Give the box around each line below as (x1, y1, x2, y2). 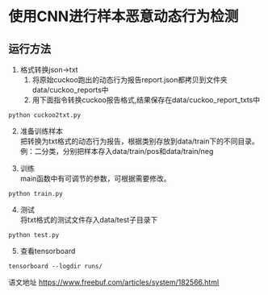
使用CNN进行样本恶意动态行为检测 (8, 7, 239, 26)
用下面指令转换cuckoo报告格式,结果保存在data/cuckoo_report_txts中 (31, 95, 261, 105)
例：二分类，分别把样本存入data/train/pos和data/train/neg (19, 147, 214, 156)
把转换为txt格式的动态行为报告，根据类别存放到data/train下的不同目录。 (19, 136, 260, 146)
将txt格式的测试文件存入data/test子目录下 (19, 215, 158, 224)
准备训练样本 (19, 127, 63, 135)
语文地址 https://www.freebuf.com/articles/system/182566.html (8, 277, 220, 287)
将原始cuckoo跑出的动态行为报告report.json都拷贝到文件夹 (31, 75, 228, 85)
